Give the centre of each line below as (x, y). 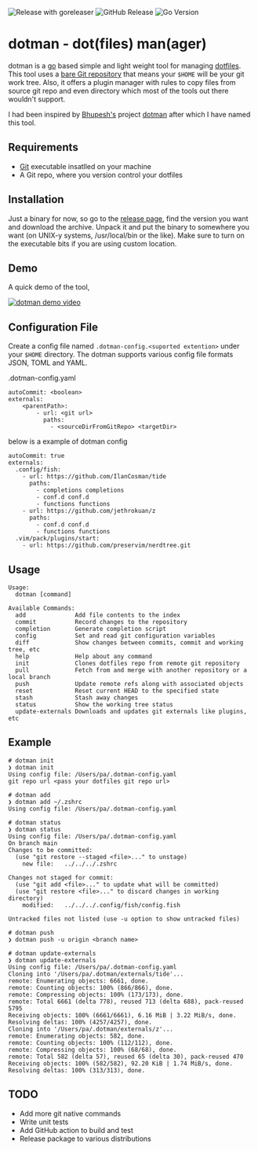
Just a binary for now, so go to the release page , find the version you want (128, 218)
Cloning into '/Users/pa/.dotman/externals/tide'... (96, 974)
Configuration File (53, 327)
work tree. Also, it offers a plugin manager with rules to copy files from (122, 82)
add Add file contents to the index (98, 615)
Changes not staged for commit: (61, 877)
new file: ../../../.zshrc (70, 864)
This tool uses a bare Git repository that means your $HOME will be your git (126, 74)
